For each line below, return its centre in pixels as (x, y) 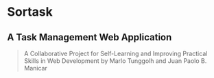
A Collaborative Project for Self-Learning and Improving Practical (116, 53)
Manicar (36, 68)
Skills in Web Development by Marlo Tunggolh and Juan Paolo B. (115, 61)
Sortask (30, 12)
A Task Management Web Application (90, 37)
